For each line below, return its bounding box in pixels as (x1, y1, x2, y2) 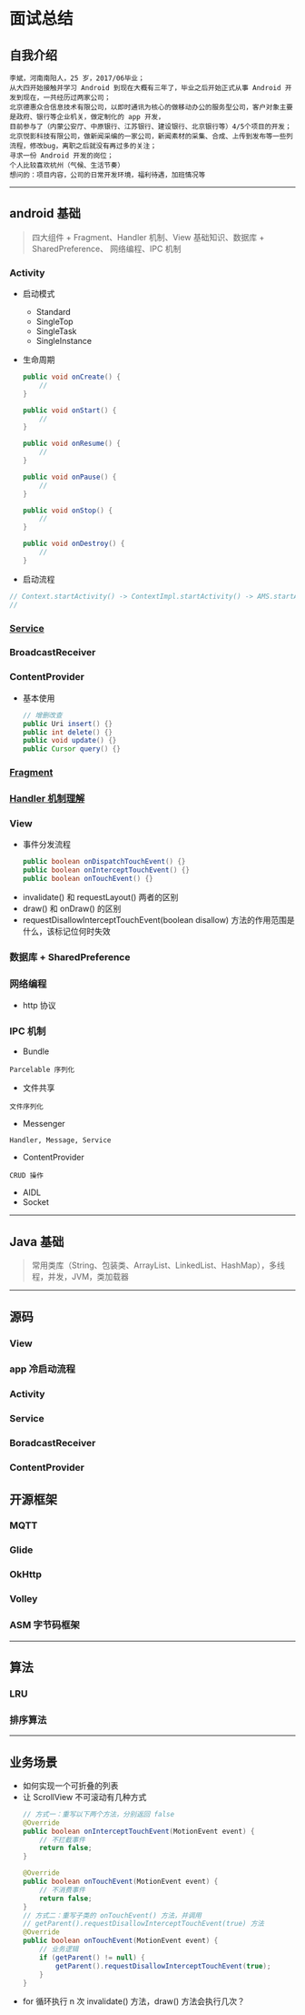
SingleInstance (35, 336, 93, 347)
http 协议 (22, 1000, 56, 1011)
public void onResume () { (22, 439, 121, 449)
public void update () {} (22, 736, 117, 745)
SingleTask (35, 326, 77, 337)
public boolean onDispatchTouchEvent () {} (22, 857, 186, 866)
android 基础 (9, 206, 82, 221)
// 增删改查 (22, 711, 63, 720)
